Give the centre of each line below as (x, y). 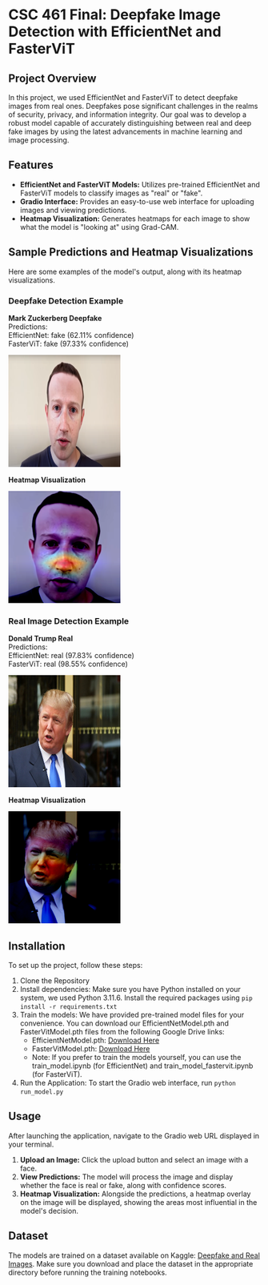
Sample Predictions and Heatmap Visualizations (131, 253)
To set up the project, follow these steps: (76, 966)
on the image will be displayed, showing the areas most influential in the (138, 1202)
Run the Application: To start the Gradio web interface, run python (128, 1083)
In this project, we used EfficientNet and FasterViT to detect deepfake (123, 97)
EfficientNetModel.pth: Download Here (96, 1040)
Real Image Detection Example (69, 620)
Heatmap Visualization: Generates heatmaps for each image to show (135, 219)
